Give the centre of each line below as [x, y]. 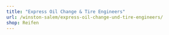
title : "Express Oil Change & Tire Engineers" [66, 12]
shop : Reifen [23, 23]
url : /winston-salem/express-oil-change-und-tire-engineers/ [85, 17]
